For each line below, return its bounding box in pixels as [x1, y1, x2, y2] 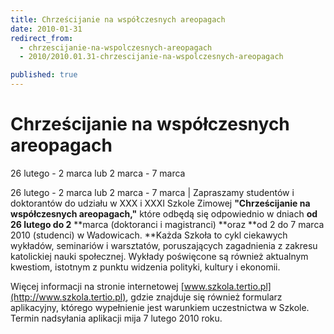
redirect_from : [10, 33, 74, 43]
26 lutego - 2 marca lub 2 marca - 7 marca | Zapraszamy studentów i [10, 186, 295, 198]
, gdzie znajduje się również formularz [125, 291, 283, 303]
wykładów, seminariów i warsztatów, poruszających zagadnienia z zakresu [10, 239, 318, 251]
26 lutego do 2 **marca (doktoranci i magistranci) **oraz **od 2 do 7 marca [10, 218, 325, 230]
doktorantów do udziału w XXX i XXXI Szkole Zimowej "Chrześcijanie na [10, 197, 311, 209]
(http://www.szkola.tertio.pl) [10, 291, 127, 303]
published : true [10, 70, 78, 80]
